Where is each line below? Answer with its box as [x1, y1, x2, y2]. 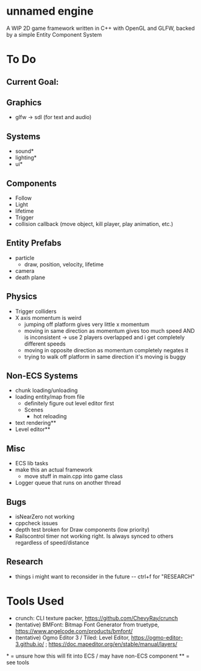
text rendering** [15, 419, 57, 427]
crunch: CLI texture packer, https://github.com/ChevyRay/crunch [15, 614, 178, 622]
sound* [15, 148, 34, 155]
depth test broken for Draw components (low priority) [15, 526, 150, 534]
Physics [6, 291, 38, 302]
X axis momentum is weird [15, 314, 82, 321]
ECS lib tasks [15, 460, 49, 467]
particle [15, 254, 35, 261]
